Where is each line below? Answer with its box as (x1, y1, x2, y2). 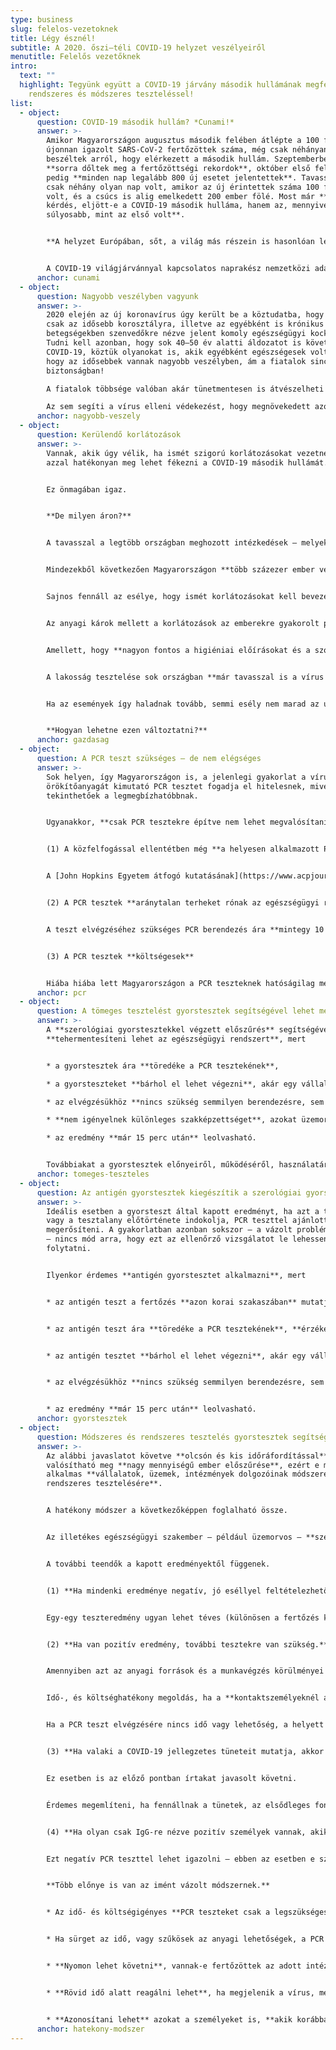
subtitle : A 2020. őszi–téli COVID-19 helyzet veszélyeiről (10, 42, 267, 53)
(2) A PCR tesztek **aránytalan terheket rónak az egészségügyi (46, 898, 320, 908)
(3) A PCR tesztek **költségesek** (46, 951, 195, 961)
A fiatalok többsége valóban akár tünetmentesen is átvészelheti (46, 384, 325, 394)
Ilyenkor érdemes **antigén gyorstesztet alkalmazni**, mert (46, 1270, 307, 1280)
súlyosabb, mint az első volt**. (46, 210, 186, 220)
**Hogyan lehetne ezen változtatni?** (46, 726, 208, 736)
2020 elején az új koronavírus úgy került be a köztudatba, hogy (46, 310, 325, 320)
